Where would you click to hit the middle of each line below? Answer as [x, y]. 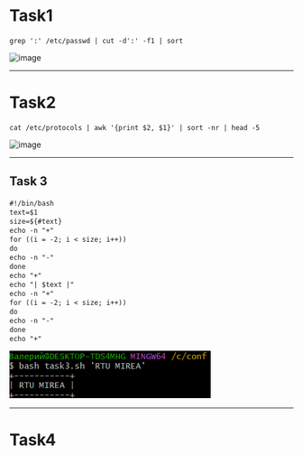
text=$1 [24, 212]
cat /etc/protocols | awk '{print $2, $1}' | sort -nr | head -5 [134, 127]
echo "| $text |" [42, 284]
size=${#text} [36, 221]
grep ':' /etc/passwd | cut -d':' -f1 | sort [96, 41]
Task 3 [28, 181]
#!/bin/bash [32, 203]
